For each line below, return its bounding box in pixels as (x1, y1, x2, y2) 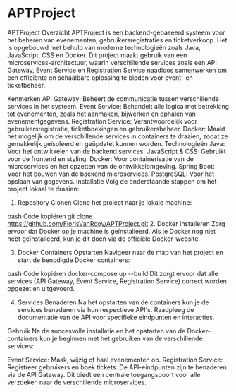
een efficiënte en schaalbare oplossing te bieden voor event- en (7, 73, 194, 82)
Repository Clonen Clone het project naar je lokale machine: (17, 198, 192, 206)
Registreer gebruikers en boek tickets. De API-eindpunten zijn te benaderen (7, 362, 227, 372)
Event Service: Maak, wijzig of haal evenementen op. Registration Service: (7, 355, 223, 364)
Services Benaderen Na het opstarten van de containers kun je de (17, 298, 209, 307)
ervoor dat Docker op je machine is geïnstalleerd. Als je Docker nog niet (7, 227, 216, 235)
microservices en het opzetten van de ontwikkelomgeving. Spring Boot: (7, 162, 215, 170)
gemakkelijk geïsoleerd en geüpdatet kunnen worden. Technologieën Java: (7, 139, 225, 148)
